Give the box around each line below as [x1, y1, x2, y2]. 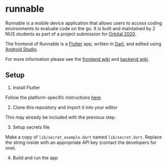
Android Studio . [5, 46, 38, 52]
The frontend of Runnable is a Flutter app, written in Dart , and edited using [5, 40, 161, 46]
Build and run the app [12, 154, 58, 161]
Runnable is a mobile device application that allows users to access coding [5, 20, 162, 26]
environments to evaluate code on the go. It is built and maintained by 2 [5, 25, 156, 31]
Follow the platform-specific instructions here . [5, 94, 102, 100]
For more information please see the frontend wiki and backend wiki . [5, 56, 150, 62]
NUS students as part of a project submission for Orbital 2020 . [5, 31, 136, 37]
